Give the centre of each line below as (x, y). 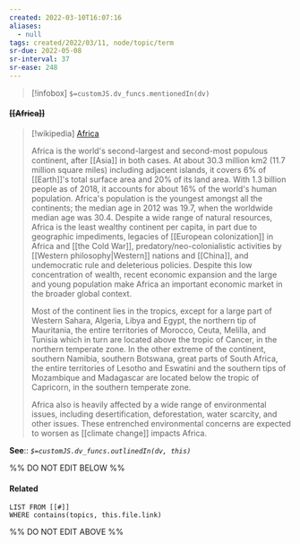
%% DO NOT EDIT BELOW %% (67, 468)
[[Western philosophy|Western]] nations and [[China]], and (140, 255)
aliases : (26, 26)
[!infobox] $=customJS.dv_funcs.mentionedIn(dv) (120, 93)
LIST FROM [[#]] (39, 507)
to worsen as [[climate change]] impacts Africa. (119, 433)
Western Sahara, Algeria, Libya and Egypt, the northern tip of (144, 321)
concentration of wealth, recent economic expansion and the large (154, 275)
